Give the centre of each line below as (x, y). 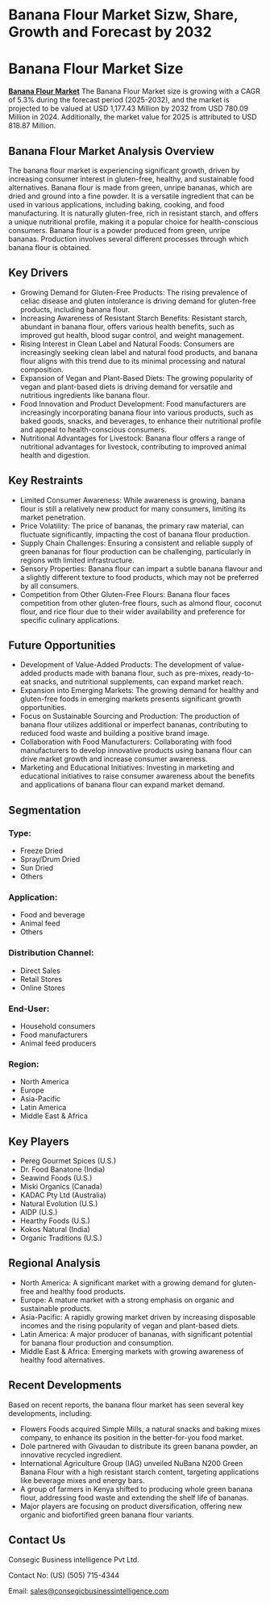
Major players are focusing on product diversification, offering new (131, 1506)
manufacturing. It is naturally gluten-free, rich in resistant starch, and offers (133, 213)
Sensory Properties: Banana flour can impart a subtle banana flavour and (141, 568)
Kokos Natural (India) (55, 1230)
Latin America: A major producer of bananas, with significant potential (136, 1334)
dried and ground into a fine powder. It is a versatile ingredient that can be (131, 196)
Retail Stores (41, 979)
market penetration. (53, 517)
